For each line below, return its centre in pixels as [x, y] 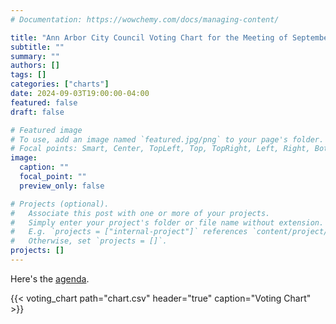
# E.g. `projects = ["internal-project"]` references [129, 232]
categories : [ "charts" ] [60, 84]
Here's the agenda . [50, 278]
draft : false [37, 112]
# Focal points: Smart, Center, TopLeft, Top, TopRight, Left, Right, [160, 149]
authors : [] [35, 66]
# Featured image [46, 130]
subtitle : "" [37, 47]
